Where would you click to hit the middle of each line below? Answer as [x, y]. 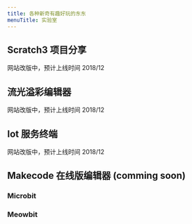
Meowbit [23, 214]
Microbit [22, 196]
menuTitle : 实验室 [32, 20]
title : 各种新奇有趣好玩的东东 [47, 14]
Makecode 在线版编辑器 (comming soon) [96, 176]
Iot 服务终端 [32, 133]
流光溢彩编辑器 [39, 92]
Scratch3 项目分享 [47, 50]
